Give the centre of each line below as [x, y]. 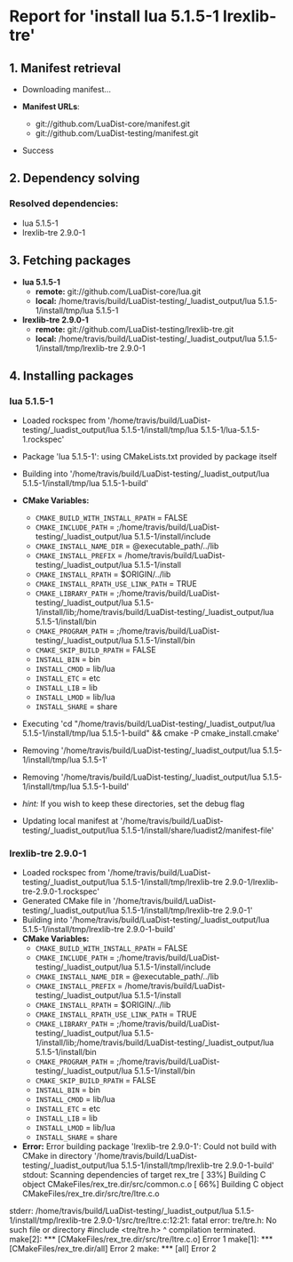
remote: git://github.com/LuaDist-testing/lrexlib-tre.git [135, 329]
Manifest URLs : [51, 107]
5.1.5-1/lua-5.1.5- [230, 430]
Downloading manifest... [67, 89]
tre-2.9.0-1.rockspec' [61, 891]
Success [38, 150]
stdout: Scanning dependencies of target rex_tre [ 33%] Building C [144, 1175]
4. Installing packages [71, 375]
